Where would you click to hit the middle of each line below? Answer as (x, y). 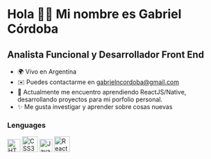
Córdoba (33, 29)
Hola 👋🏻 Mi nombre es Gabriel (94, 14)
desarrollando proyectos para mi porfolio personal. (90, 99)
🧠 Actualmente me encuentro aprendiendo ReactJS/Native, (102, 92)
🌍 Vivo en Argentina (47, 72)
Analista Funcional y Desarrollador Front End (106, 55)
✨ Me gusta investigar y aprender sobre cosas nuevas (95, 107)
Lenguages (27, 125)
